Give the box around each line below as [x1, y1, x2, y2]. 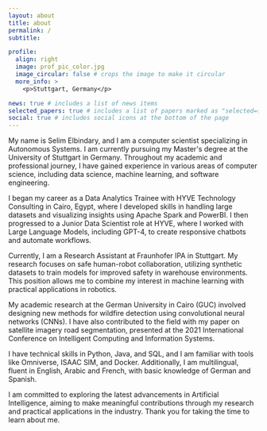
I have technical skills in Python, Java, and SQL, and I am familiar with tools [8, 349, 254, 359]
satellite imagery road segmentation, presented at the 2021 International [8, 325, 244, 335]
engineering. [8, 178, 50, 187]
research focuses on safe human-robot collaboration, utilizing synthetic [8, 260, 242, 269]
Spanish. [8, 375, 37, 384]
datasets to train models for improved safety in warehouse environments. [8, 267, 248, 278]
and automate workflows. [8, 236, 91, 245]
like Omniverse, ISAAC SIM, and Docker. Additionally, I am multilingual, [8, 358, 239, 368]
